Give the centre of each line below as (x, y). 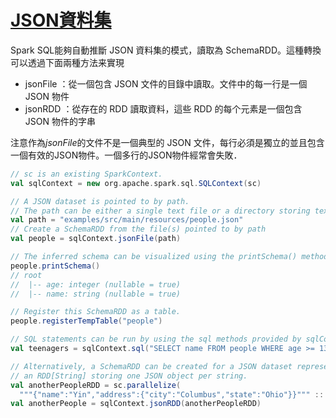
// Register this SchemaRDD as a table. (96, 312)
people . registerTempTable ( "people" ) (86, 321)
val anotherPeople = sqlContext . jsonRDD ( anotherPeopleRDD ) (136, 404)
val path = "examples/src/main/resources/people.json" (127, 220)
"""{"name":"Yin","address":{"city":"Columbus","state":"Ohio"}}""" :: (172, 394)
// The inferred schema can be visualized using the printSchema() (154, 257)
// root (26, 275)
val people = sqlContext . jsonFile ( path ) (96, 239)
